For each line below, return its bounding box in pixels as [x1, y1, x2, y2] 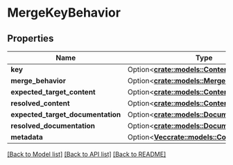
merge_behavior [10, 76, 66, 85]
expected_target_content [10, 87, 96, 96]
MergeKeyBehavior [7, 5, 121, 21]
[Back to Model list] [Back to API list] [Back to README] [7, 150, 166, 158]
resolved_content [10, 98, 70, 108]
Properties [7, 33, 54, 44]
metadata [10, 132, 43, 141]
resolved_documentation [10, 121, 96, 130]
